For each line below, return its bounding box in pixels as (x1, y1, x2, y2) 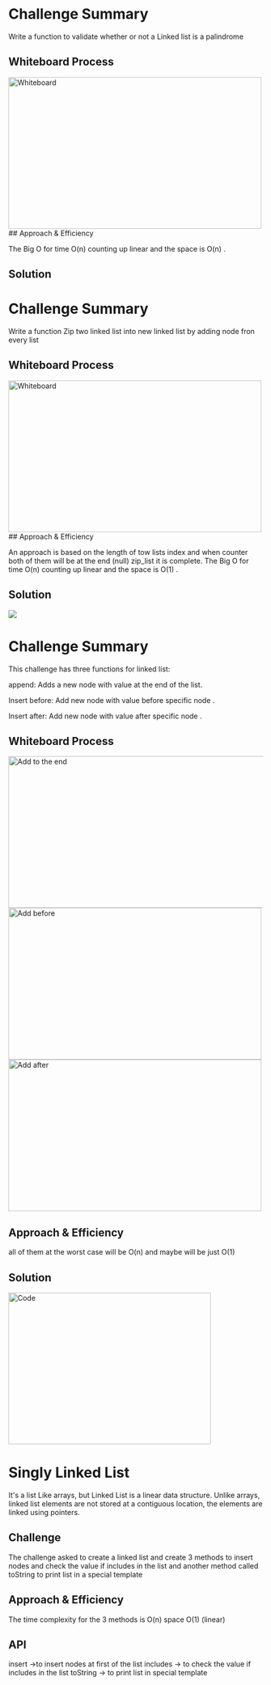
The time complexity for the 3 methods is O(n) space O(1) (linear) (8, 1615, 226, 1624)
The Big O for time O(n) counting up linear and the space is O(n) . (8, 243, 227, 253)
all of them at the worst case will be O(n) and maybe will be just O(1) (8, 1247, 235, 1257)
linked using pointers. (8, 1508, 80, 1518)
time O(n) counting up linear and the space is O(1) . (8, 564, 179, 574)
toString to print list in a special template (8, 1569, 143, 1579)
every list (8, 335, 39, 345)
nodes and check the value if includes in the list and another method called (8, 1560, 259, 1570)
